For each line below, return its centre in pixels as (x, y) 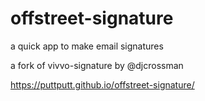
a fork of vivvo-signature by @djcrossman (97, 65)
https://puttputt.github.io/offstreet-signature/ (102, 84)
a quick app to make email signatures (87, 46)
